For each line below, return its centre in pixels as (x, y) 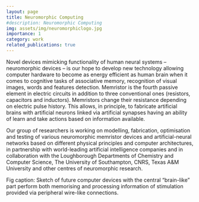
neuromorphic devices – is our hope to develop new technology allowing (95, 68)
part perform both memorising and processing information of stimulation (95, 186)
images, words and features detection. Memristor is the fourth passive (92, 87)
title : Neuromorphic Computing (45, 17)
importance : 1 (24, 34)
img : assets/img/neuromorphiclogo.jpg (54, 28)
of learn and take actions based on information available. (76, 119)
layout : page (22, 12)
